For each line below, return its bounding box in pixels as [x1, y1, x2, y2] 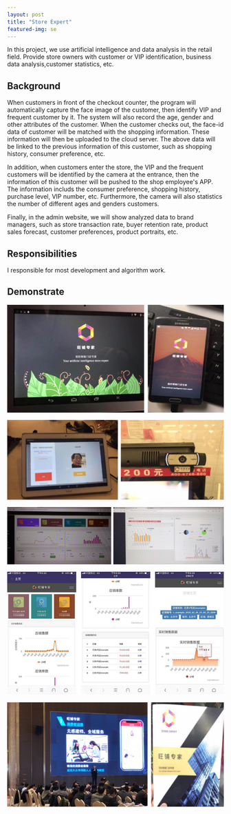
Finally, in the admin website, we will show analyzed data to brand [7, 213, 194, 221]
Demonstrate [7, 286, 65, 298]
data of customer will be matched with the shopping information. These [7, 128, 210, 136]
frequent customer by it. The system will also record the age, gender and [7, 113, 214, 121]
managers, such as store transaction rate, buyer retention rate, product [7, 221, 208, 229]
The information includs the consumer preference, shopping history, [7, 185, 201, 193]
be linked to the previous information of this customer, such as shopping [7, 142, 212, 151]
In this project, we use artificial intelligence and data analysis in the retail [7, 46, 212, 54]
